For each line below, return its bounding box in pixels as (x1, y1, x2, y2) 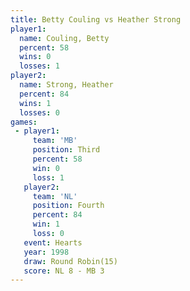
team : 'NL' (32, 191, 78, 201)
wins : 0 (19, 52, 52, 62)
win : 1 (32, 219, 60, 230)
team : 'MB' (32, 136, 78, 146)
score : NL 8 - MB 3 (23, 266, 105, 276)
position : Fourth (32, 201, 105, 211)
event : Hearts (23, 237, 83, 248)
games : (10, 117, 38, 127)
